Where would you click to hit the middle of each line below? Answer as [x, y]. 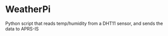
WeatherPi [28, 9]
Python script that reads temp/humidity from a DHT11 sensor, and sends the [84, 23]
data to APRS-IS [22, 28]
